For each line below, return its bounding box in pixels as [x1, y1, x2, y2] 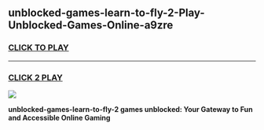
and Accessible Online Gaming [8, 113, 111, 122]
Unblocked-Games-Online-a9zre [8, 19, 174, 32]
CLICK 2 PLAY [8, 72, 63, 83]
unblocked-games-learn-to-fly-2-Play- [8, 6, 205, 20]
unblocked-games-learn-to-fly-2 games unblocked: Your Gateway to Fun [8, 104, 253, 113]
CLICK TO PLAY [8, 43, 69, 54]
